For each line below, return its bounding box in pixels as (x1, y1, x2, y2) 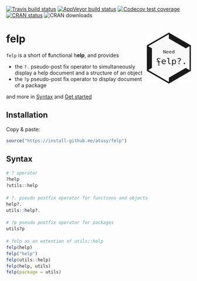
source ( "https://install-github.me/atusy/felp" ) (6, 138, 127, 144)
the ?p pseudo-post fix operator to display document (14, 75, 142, 82)
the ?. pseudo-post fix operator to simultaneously (14, 63, 136, 70)
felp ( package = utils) (6, 269, 62, 275)
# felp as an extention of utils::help (6, 238, 104, 245)
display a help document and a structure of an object (14, 69, 142, 76)
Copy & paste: (6, 126, 40, 133)
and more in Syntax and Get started (6, 93, 92, 100)
